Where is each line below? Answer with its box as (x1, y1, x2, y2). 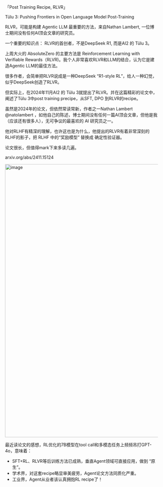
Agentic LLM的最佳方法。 (9, 63, 61, 68)
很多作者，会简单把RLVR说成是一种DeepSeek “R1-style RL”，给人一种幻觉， (5, 73, 157, 79)
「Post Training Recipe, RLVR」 (5, 4, 68, 10)
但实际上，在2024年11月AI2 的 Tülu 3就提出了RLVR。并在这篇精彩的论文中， (5, 89, 158, 95)
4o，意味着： (5, 448, 32, 453)
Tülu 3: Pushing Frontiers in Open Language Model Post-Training (5, 14, 134, 19)
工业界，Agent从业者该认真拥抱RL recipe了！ (12, 476, 103, 482)
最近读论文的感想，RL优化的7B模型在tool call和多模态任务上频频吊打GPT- (5, 442, 152, 448)
